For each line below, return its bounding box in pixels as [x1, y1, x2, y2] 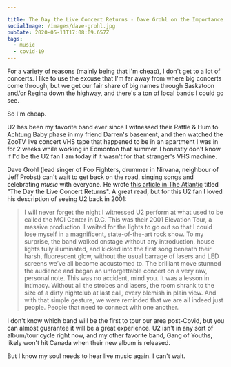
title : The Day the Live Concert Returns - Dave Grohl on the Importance [7, 16, 224, 23]
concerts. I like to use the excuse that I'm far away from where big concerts [7, 74, 222, 83]
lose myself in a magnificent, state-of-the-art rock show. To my [23, 230, 204, 238]
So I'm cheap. [7, 109, 47, 118]
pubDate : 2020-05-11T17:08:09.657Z [7, 29, 110, 36]
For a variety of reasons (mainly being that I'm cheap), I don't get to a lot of [7, 67, 221, 75]
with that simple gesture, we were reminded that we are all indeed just [23, 296, 223, 304]
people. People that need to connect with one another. [23, 304, 179, 311]
